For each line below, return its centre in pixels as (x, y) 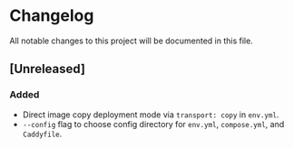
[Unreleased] (48, 69)
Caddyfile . (42, 134)
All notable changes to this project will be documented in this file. (132, 41)
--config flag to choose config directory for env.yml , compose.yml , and (153, 124)
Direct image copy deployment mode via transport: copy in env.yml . (151, 115)
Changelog (52, 16)
